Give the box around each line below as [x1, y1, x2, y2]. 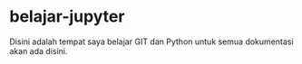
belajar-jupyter [9, 6, 125, 27]
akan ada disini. [9, 45, 68, 56]
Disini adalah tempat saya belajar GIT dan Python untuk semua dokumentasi [9, 36, 294, 47]
